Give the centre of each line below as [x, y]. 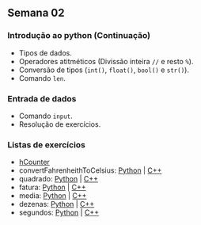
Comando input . [46, 116]
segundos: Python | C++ [59, 212]
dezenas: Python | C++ [57, 204]
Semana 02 [36, 13]
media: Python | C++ [53, 196]
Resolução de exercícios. [60, 124]
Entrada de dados [42, 98]
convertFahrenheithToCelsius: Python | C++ [90, 170]
